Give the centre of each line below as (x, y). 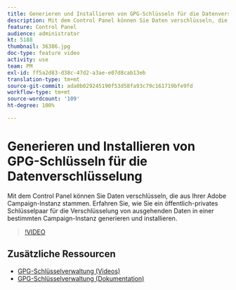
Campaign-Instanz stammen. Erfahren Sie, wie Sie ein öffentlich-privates (113, 203)
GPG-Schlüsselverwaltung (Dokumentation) (81, 278)
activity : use (28, 60)
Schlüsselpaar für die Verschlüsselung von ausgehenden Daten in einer (111, 210)
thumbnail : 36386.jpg (39, 46)
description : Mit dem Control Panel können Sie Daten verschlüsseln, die (118, 20)
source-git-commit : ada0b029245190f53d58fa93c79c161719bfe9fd (100, 86)
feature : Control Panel (42, 27)
